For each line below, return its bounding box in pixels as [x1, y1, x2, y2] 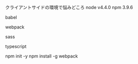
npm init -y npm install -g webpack [5, 53, 78, 59]
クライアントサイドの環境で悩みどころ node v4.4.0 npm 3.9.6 [5, 4, 133, 10]
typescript [5, 43, 27, 49]
